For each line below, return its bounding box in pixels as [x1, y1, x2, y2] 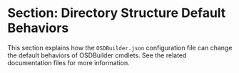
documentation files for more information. [7, 58, 130, 67]
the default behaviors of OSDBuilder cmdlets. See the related [7, 51, 187, 60]
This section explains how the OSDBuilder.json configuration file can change [7, 43, 233, 52]
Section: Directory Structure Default [7, 5, 226, 21]
